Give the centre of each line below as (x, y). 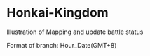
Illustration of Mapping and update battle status (75, 32)
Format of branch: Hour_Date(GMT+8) (62, 45)
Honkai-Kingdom (58, 13)
